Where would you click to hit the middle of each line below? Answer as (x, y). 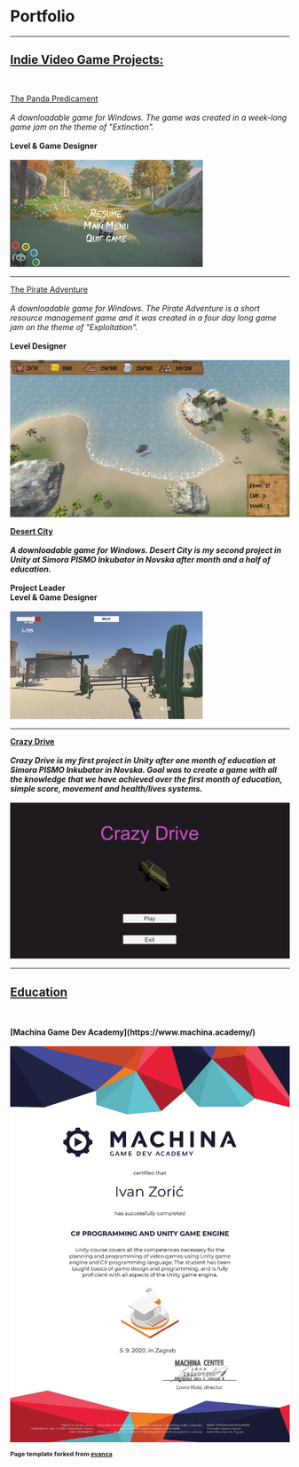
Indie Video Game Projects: (87, 60)
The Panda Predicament (54, 99)
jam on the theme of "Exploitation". (74, 327)
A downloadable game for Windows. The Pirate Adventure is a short (135, 308)
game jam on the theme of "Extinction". (82, 127)
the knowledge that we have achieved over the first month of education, (146, 779)
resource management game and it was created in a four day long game (144, 318)
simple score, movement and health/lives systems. (106, 789)
